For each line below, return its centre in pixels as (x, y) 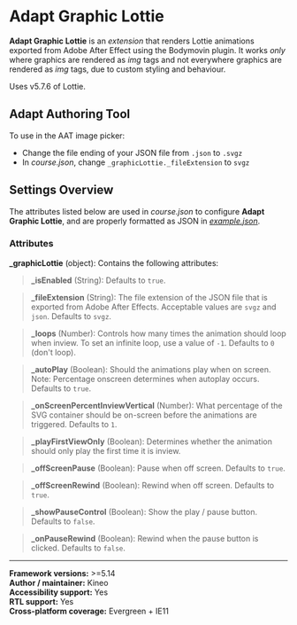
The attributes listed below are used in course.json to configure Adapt (137, 211)
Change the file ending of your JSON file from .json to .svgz (132, 152)
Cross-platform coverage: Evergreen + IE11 (89, 611)
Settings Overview (61, 190)
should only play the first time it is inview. (106, 450)
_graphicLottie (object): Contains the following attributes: (114, 262)
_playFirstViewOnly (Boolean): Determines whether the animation (151, 441)
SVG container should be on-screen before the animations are (144, 415)
